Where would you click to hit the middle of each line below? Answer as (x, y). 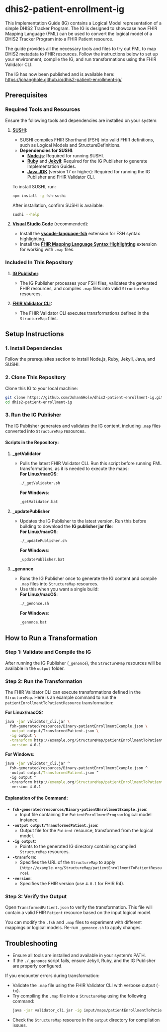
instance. (29, 820)
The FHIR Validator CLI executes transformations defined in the (84, 313)
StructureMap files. (39, 318)
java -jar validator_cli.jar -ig (47, 1010)
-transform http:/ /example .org (42, 782)
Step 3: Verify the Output (36, 896)
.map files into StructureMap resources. (59, 584)
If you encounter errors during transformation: (52, 976)
